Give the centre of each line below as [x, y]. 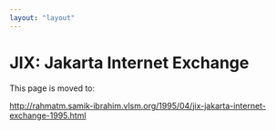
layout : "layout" [42, 18]
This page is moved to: [52, 88]
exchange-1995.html [48, 115]
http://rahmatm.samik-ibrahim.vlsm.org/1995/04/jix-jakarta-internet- [138, 105]
